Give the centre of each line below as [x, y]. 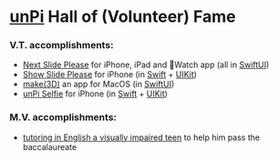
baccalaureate [50, 146]
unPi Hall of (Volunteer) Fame [123, 17]
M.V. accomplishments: [63, 117]
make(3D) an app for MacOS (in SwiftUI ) [98, 85]
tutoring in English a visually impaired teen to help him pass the [141, 137]
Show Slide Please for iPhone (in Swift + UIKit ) [110, 75]
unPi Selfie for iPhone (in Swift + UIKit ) [95, 94]
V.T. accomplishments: [62, 45]
